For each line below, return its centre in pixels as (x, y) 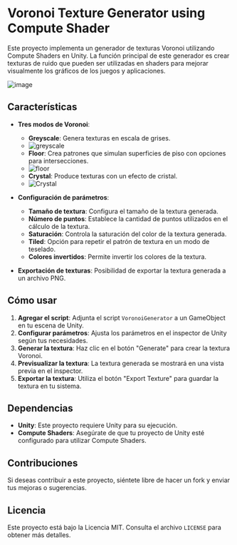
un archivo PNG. (42, 278)
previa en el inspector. (50, 371)
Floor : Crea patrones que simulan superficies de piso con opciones (127, 153)
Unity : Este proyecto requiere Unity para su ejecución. (98, 425)
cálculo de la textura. (59, 226)
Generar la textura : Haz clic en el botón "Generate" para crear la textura (123, 348)
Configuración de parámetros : (63, 197)
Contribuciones (43, 463)
